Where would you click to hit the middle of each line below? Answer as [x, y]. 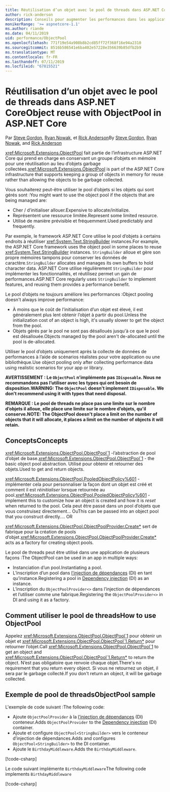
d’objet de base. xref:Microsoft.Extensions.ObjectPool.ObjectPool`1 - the [80, 458]
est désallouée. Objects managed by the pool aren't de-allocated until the [89, 337]
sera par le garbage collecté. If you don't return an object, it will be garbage [83, 673]
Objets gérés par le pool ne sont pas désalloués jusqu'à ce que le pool [86, 331]
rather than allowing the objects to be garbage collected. [65, 180]
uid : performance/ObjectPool [36, 38]
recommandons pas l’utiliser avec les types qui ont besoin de [71, 383]
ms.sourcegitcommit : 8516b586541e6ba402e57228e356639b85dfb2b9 [73, 48]
